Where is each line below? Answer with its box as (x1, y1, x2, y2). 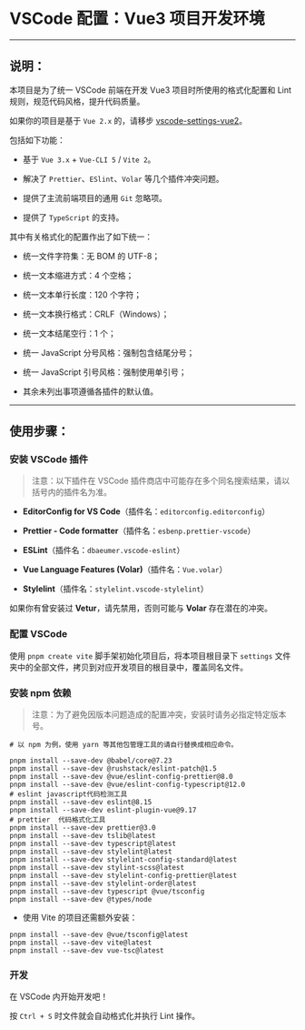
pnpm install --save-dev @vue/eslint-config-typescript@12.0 (9, 780, 246, 790)
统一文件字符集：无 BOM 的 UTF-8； (22, 250, 161, 261)
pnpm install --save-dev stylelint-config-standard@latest (9, 855, 238, 864)
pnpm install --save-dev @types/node (9, 895, 152, 904)
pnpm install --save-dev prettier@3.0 (9, 823, 156, 833)
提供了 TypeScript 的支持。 (22, 211, 124, 223)
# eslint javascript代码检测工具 (9, 790, 128, 799)
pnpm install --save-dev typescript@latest (9, 839, 177, 849)
